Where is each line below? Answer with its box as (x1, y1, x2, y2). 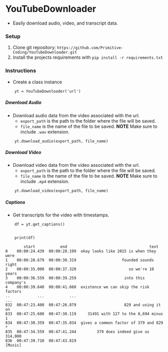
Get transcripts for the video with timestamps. (12, 212, 110, 218)
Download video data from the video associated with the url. (12, 162, 140, 168)
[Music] (5, 343, 22, 348)
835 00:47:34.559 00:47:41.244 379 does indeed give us (5, 329, 150, 335)
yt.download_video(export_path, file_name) (14, 188, 109, 193)
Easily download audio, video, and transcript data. (12, 20, 118, 26)
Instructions (5, 67, 37, 74)
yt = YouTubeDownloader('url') (14, 89, 81, 94)
